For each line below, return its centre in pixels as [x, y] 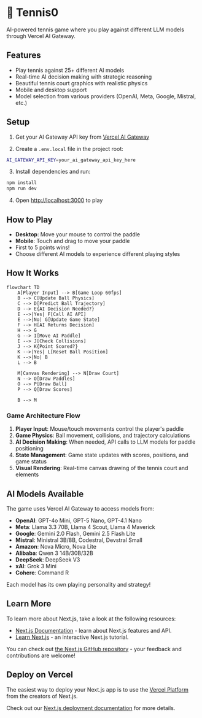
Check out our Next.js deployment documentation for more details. [91, 708]
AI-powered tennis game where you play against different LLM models [95, 29]
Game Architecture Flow [44, 415]
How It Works [33, 273]
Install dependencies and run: [53, 172]
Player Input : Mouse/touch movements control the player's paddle [99, 429]
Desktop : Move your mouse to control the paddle [77, 234]
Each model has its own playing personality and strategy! [79, 584]
